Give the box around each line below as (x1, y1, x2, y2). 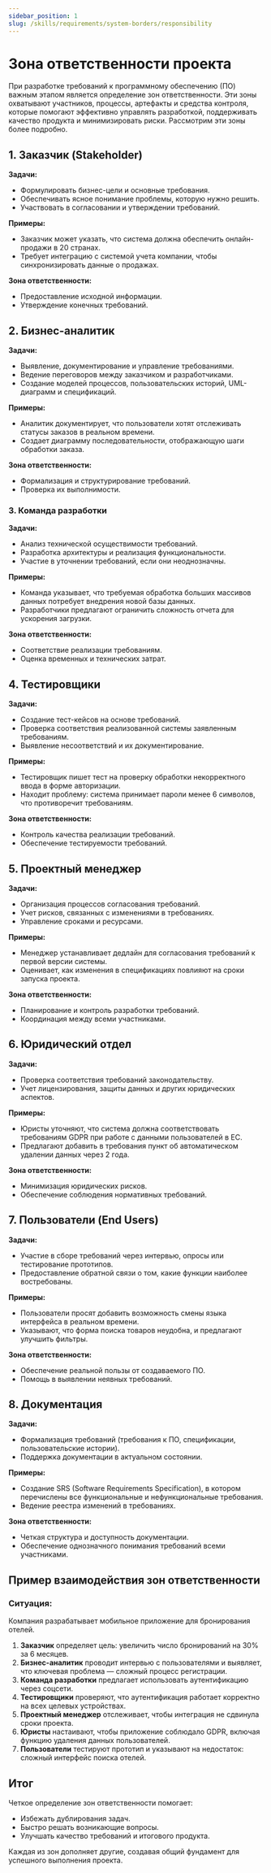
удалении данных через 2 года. (19, 1149, 130, 1159)
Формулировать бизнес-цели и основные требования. (19, 185, 210, 195)
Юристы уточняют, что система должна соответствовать (19, 1123, 220, 1133)
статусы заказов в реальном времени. (19, 428, 156, 437)
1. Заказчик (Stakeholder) (8, 148, 144, 162)
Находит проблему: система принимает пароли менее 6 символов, (19, 789, 256, 799)
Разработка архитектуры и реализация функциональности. (19, 548, 226, 558)
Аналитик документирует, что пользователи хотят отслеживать (19, 419, 242, 428)
